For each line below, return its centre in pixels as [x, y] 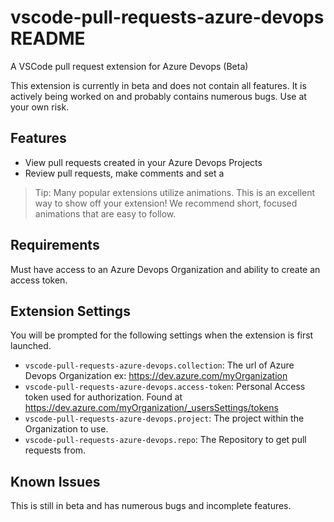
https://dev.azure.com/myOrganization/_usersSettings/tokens [151, 408]
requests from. [55, 450]
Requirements [55, 245]
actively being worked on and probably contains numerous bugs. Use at [158, 96]
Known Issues [55, 481]
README [48, 38]
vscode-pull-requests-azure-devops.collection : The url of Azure [159, 365]
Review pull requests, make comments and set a [124, 173]
